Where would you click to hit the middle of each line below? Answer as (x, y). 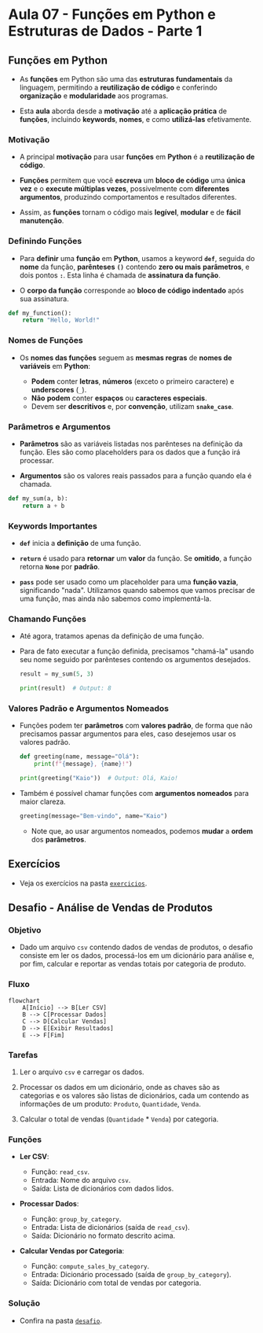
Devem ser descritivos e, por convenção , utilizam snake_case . (132, 406)
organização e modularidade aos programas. (94, 96)
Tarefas (23, 1055)
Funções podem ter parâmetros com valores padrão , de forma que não (136, 726)
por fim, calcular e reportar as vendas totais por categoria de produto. (133, 964)
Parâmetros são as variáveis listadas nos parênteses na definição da (131, 444)
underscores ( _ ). (59, 389)
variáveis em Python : (55, 366)
